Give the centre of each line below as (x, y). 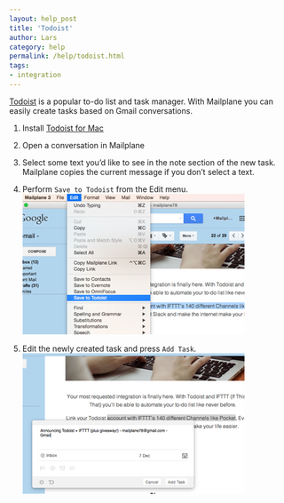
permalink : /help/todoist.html (67, 56)
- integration (35, 76)
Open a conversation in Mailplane (83, 145)
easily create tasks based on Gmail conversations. (101, 110)
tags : (19, 66)
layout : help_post (43, 19)
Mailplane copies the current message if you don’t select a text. (138, 172)
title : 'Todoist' (41, 28)
